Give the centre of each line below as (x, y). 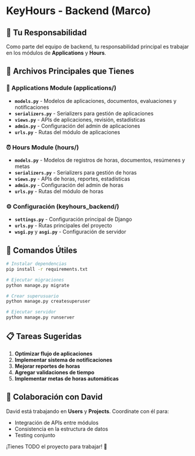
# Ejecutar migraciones (35, 280)
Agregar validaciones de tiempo (55, 372)
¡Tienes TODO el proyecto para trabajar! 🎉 (57, 446)
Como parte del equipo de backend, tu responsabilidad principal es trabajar (97, 46)
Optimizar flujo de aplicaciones (53, 353)
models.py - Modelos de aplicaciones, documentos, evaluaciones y (95, 100)
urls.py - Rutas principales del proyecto (63, 226)
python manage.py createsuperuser (48, 301)
